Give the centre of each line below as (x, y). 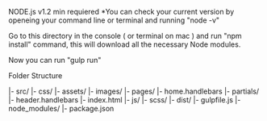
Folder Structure (35, 75)
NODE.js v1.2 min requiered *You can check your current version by (121, 12)
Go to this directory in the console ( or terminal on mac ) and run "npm (125, 36)
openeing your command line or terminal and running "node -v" (114, 20)
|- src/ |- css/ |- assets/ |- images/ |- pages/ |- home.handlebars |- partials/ (134, 91)
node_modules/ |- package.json (61, 108)
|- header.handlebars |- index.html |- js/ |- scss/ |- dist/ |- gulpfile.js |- (125, 100)
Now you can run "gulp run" (55, 60)
